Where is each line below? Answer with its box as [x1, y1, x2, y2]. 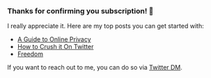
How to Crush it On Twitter [17, 43, 94, 51]
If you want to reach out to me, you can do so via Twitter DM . [7, 64, 183, 72]
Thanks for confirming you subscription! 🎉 [7, 6, 154, 16]
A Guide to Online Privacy [17, 35, 92, 43]
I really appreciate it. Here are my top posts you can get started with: [7, 22, 204, 30]
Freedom [17, 50, 44, 58]
